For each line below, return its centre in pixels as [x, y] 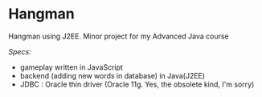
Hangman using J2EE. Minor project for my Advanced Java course [119, 36]
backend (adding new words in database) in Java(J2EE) [113, 75]
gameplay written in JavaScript [71, 67]
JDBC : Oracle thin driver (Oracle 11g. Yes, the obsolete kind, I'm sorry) [137, 84]
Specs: [20, 51]
